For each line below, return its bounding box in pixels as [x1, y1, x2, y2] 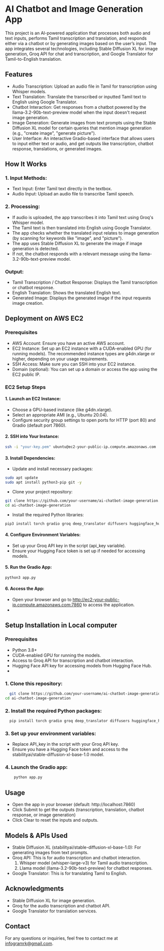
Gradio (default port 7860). [12, 422, 67, 428]
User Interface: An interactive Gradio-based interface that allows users [12, 135, 155, 141]
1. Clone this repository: [5, 680, 62, 687]
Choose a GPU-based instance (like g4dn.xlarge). [12, 407, 112, 413]
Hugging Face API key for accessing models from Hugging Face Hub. [12, 662, 152, 668]
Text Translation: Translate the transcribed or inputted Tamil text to [12, 94, 146, 99]
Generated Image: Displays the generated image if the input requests [12, 295, 151, 301]
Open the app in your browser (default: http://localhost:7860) [12, 802, 136, 807]
